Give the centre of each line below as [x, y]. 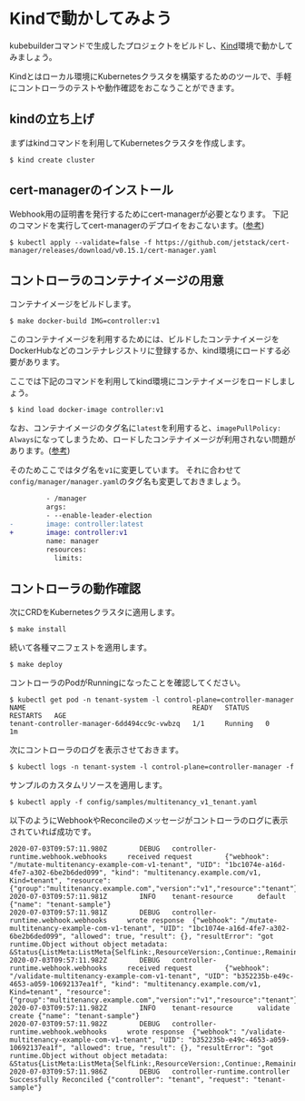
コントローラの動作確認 [75, 588]
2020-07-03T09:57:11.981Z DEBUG [85, 913]
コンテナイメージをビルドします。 [73, 304]
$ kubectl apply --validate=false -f [81, 242]
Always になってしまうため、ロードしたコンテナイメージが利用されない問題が [152, 439]
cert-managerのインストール [92, 191]
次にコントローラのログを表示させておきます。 [97, 750]
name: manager [73, 541]
